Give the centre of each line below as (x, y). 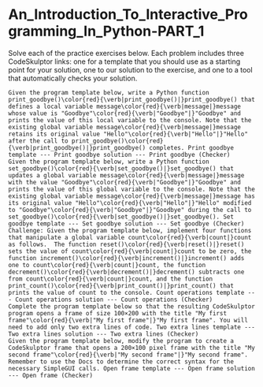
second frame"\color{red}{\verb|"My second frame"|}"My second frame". (128, 355)
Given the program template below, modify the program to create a (121, 340)
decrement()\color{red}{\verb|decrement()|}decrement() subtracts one (126, 272)
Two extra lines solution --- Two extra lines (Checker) (104, 334)
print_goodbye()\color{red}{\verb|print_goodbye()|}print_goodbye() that (132, 99)
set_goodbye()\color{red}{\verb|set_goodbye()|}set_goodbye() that (121, 168)
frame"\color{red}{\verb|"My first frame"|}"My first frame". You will (128, 320)
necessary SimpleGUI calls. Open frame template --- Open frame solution (132, 368)
